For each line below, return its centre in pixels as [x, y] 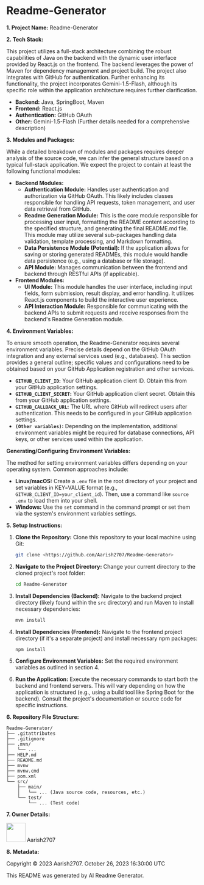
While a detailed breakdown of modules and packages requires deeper [95, 151]
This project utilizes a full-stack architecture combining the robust [89, 51]
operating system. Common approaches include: [68, 469]
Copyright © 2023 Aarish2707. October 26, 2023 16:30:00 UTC [86, 864]
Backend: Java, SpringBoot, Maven [60, 102]
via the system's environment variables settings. [76, 513]
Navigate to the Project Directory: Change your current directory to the [105, 566]
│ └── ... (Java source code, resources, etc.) [82, 792]
